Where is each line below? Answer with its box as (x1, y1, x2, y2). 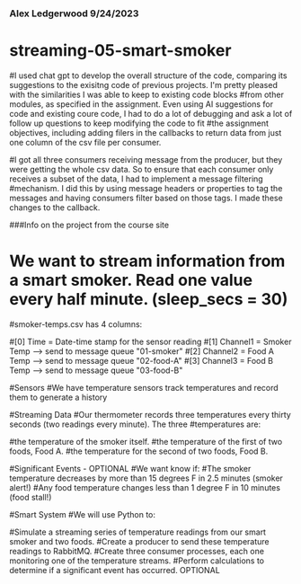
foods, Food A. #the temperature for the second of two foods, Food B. (9, 446, 269, 456)
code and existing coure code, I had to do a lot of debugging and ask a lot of (9, 108, 293, 119)
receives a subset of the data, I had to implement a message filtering (9, 173, 263, 184)
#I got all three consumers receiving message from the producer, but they (9, 154, 283, 164)
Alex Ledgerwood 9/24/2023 (9, 7, 139, 20)
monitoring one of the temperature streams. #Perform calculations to (9, 555, 265, 566)
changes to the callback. (9, 201, 101, 213)
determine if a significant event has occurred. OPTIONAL (9, 564, 220, 575)
